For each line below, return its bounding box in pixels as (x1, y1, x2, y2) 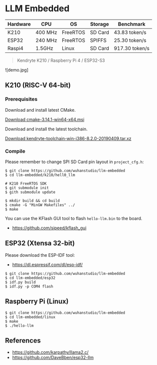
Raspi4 (7, 45, 23, 51)
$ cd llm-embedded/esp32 (5, 275, 56, 280)
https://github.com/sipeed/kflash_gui (12, 225, 87, 231)
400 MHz (35, 29, 58, 36)
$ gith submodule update (5, 190, 56, 195)
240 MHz (35, 37, 58, 44)
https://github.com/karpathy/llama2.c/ (12, 349, 89, 355)
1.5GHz (35, 45, 54, 51)
